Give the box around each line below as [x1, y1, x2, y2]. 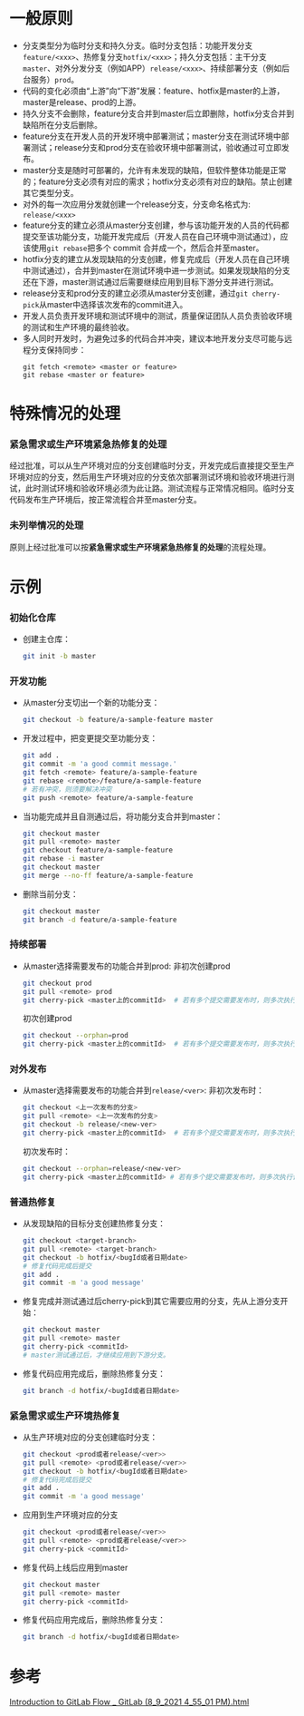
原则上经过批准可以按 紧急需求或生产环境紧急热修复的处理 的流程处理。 [9, 541, 271, 552]
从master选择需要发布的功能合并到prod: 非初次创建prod [22, 960, 231, 971]
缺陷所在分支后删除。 [22, 119, 102, 130]
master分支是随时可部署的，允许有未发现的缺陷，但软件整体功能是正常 [22, 164, 287, 175]
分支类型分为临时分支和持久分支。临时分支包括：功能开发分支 [22, 40, 253, 51]
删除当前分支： [22, 888, 79, 899]
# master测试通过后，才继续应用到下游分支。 [22, 1350, 170, 1360]
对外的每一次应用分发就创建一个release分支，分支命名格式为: [22, 199, 252, 210]
